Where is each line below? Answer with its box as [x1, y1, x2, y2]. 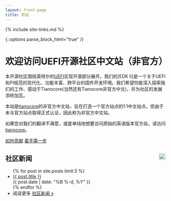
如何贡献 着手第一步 [5, 138, 47, 144]
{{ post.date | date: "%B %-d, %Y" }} [12, 179, 91, 185]
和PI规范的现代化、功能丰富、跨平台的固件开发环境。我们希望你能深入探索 [5, 80, 161, 86]
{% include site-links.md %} [5, 26, 65, 32]
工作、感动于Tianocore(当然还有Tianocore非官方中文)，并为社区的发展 [14, 86, 163, 92]
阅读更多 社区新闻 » [12, 190, 54, 196]
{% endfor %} [12, 184, 42, 190]
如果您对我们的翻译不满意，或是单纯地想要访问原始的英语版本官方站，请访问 [5, 120, 166, 127]
